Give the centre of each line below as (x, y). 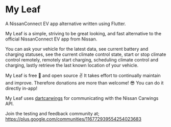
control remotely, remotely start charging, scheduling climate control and (82, 59)
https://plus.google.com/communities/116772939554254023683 (74, 119)
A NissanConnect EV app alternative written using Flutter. (66, 24)
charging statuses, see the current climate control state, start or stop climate (86, 54)
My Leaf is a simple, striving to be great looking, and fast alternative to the (83, 33)
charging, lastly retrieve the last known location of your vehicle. (72, 65)
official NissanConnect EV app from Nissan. (51, 39)
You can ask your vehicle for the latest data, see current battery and (77, 49)
